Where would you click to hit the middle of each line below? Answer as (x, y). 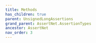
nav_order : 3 (19, 33)
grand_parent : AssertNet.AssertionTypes (49, 23)
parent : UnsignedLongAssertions (39, 19)
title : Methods (21, 10)
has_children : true (26, 14)
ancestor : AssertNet (27, 28)
